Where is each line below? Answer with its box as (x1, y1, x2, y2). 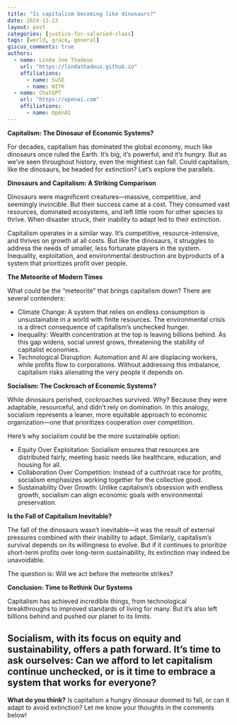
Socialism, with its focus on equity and (7, 632, 182, 645)
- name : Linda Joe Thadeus (13, 57, 93, 64)
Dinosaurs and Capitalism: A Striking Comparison (7, 179, 157, 187)
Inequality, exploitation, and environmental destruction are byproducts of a (7, 251, 225, 259)
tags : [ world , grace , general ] (7, 37, 100, 44)
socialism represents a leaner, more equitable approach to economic (7, 410, 207, 419)
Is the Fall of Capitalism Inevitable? (7, 512, 112, 520)
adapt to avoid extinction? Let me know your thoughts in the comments (7, 703, 214, 712)
